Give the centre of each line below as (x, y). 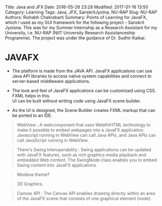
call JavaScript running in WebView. (53, 140)
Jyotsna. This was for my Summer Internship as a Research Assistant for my (81, 28)
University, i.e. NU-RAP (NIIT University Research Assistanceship (70, 33)
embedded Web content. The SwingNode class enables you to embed (87, 160)
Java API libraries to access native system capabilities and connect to (82, 76)
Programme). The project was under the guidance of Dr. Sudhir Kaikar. (75, 38)
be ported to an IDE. (32, 115)
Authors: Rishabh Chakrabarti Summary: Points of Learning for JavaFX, (76, 17)
